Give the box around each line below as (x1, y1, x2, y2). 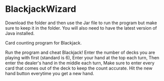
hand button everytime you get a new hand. (5, 70, 94, 76)
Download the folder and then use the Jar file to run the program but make (5, 20, 157, 26)
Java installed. (5, 30, 35, 36)
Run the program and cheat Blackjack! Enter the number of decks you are (5, 49, 155, 55)
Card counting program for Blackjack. (5, 40, 82, 45)
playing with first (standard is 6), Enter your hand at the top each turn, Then (5, 54, 160, 60)
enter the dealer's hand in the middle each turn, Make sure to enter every (5, 60, 155, 66)
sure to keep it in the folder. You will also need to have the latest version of (5, 25, 157, 31)
